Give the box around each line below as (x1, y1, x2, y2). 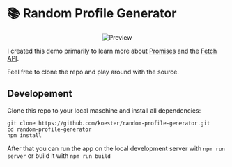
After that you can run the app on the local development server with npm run (7, 144, 225, 152)
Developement (7, 88, 72, 100)
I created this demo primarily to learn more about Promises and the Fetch (7, 47, 217, 55)
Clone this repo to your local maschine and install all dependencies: (7, 106, 201, 115)
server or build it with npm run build (7, 151, 111, 160)
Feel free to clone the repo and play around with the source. (7, 67, 180, 76)
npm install (7, 132, 42, 139)
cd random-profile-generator (7, 126, 92, 133)
